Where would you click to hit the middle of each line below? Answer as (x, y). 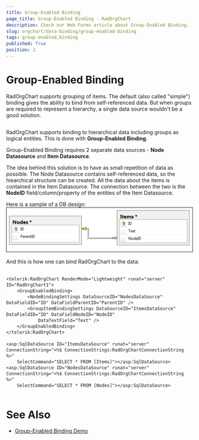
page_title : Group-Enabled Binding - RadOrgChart (69, 19)
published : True (26, 44)
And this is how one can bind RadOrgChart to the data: (73, 261)
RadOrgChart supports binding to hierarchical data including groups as (92, 132)
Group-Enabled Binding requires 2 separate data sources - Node (85, 150)
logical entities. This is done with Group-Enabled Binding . (77, 138)
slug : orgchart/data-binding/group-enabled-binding (71, 31)
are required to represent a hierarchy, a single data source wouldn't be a (94, 109)
